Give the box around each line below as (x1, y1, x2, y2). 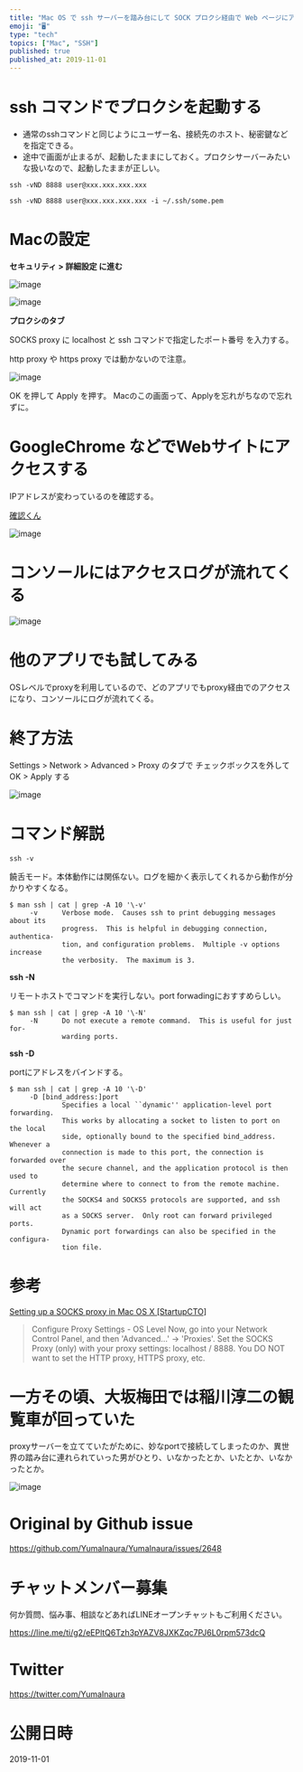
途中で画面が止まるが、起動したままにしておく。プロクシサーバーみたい (22, 151, 291, 162)
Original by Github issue (9, 1513, 194, 1533)
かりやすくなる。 (9, 882, 73, 893)
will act (9, 1203, 42, 1212)
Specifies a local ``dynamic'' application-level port (61, 1100, 272, 1109)
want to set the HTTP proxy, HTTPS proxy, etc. (31, 1353, 206, 1363)
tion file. (61, 1242, 103, 1252)
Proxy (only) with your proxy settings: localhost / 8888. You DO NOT (31, 1343, 286, 1353)
